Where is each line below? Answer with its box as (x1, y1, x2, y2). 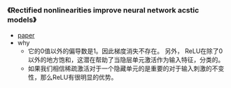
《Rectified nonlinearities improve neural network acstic (7, 5, 199, 15)
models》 (7, 15, 37, 24)
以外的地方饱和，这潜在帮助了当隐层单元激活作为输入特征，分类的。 (27, 56, 225, 64)
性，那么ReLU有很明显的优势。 (27, 73, 118, 82)
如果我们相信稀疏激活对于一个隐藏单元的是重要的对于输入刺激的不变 (27, 64, 225, 73)
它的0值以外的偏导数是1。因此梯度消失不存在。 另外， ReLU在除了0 (27, 47, 223, 55)
